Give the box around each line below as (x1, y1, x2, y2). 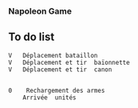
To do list (8, 30, 55, 44)
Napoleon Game (8, 6, 73, 17)
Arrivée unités (22, 94, 77, 102)
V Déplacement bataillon (8, 51, 98, 59)
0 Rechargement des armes (8, 86, 105, 94)
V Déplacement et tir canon (8, 66, 112, 74)
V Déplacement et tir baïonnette (8, 58, 130, 66)
